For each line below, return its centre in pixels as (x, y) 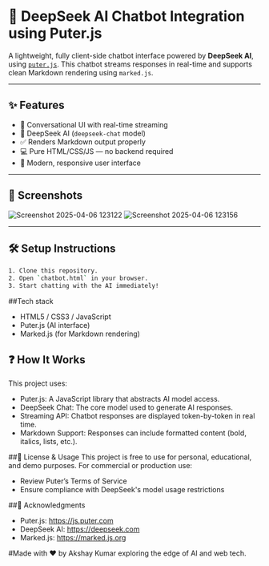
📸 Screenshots (46, 196)
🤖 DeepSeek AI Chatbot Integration (126, 16)
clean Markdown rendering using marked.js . (81, 72)
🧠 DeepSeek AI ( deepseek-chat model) (83, 133)
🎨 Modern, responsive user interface (80, 163)
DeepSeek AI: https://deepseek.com (80, 529)
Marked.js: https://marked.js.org (73, 537)
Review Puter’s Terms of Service (74, 481)
